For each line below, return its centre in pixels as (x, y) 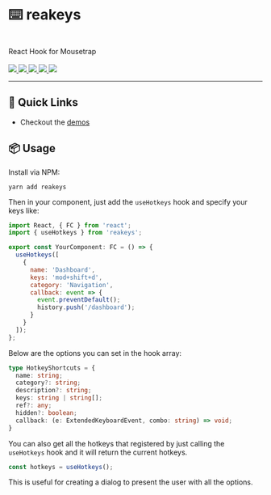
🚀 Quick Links (43, 102)
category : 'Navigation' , (71, 285)
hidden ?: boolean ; (47, 412)
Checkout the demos (55, 122)
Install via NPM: (34, 172)
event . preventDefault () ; (79, 300)
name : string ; (39, 375)
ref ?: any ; (34, 406)
